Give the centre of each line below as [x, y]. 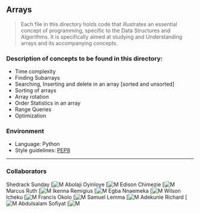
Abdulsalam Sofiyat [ [44, 203]
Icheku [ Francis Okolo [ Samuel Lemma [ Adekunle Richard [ [97, 197]
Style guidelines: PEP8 [42, 151]
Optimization [30, 116]
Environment [25, 131]
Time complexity [35, 71]
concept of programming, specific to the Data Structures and [96, 30]
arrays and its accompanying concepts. [69, 43]
